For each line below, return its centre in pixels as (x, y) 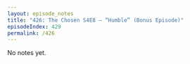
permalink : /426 (31, 33)
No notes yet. (27, 53)
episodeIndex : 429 (34, 26)
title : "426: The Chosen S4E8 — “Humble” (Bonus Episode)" (96, 20)
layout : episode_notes (40, 14)
